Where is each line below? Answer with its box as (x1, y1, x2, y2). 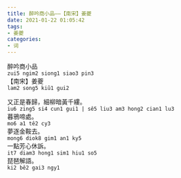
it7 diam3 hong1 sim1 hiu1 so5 (7, 150, 97, 157)
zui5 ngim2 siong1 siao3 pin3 (7, 70, 95, 77)
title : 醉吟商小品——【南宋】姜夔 (7, 10, 92, 17)
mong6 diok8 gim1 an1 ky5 (7, 135, 82, 142)
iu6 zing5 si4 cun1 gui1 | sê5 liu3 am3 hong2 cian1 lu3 (7, 105, 175, 112)
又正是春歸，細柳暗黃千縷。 (7, 98, 86, 106)
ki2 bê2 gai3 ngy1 (7, 164, 60, 171)
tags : (7, 23, 23, 30)
